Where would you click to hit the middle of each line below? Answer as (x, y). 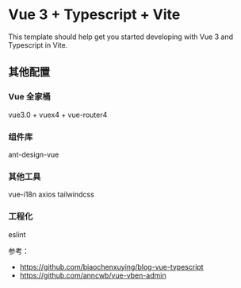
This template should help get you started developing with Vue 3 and (121, 37)
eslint (17, 234)
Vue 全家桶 (30, 97)
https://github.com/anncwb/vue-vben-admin (93, 275)
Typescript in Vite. (38, 45)
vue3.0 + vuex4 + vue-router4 (58, 115)
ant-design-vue (34, 154)
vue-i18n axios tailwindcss (52, 195)
